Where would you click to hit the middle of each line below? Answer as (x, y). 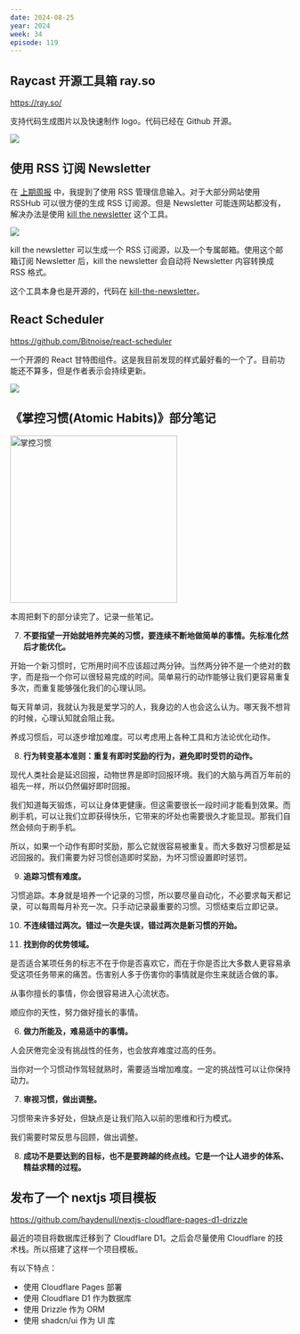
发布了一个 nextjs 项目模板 (83, 1197)
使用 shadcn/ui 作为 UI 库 (69, 1321)
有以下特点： (33, 1268)
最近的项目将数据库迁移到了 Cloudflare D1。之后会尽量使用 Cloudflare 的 (143, 1238)
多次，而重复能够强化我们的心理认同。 (80, 688)
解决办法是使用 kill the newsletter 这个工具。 (91, 214)
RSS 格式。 (31, 272)
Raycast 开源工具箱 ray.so (83, 81)
